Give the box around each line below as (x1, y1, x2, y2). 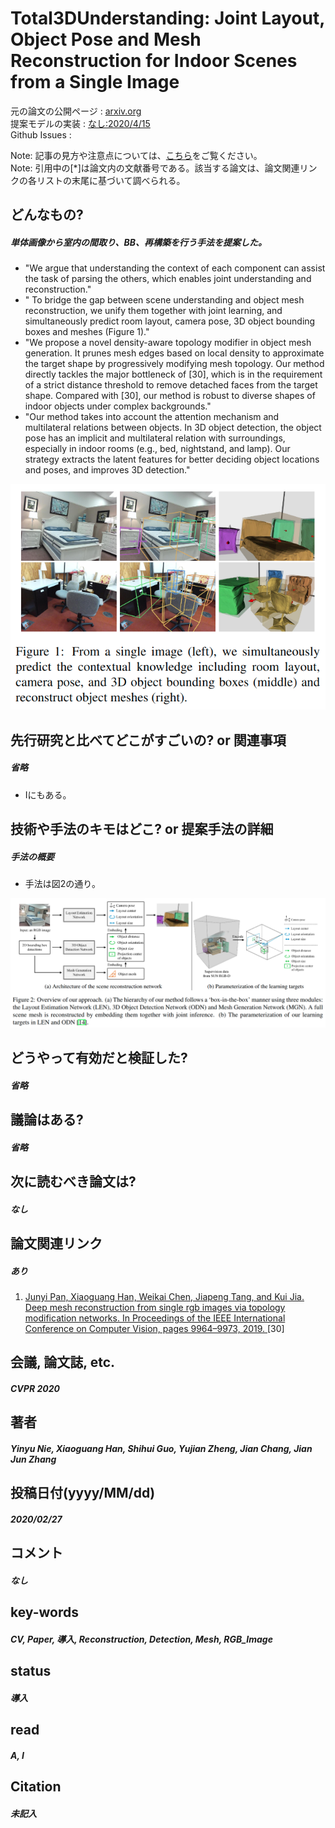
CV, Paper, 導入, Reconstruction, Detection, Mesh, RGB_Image (10, 1633, 273, 1645)
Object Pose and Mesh (10, 28, 202, 51)
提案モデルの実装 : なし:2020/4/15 (10, 117, 151, 129)
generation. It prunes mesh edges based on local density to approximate (24, 347, 325, 359)
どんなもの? (10, 207, 84, 224)
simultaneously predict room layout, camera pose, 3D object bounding (24, 315, 316, 327)
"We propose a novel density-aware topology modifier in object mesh (24, 337, 312, 349)
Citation (10, 1778, 62, 1796)
